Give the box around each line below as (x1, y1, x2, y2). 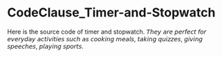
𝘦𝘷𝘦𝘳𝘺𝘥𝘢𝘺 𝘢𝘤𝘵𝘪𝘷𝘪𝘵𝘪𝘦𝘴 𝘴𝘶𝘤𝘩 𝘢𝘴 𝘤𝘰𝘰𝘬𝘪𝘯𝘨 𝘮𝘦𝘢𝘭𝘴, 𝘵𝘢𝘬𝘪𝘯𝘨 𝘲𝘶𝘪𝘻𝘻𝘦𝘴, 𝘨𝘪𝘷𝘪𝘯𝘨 (7, 34, 203, 43)
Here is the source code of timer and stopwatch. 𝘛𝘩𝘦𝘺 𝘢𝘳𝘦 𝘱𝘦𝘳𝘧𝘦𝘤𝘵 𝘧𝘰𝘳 (7, 27, 207, 36)
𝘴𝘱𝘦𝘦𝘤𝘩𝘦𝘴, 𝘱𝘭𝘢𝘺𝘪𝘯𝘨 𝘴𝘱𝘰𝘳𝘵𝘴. (7, 42, 84, 50)
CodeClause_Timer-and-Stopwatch (7, 5, 216, 21)
